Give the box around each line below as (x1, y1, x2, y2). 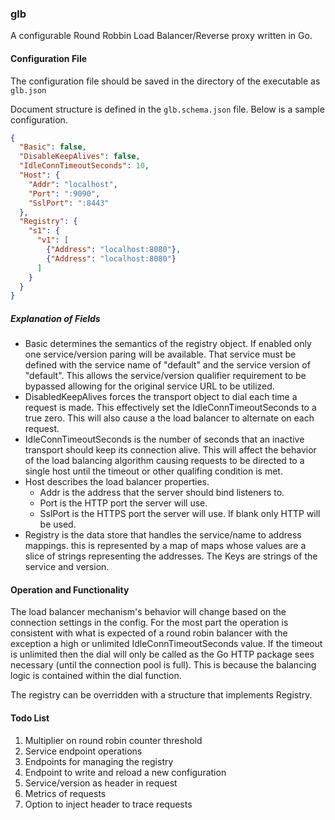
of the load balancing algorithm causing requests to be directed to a (24, 455, 305, 467)
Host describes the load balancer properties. (24, 476, 210, 488)
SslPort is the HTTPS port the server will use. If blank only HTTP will (39, 508, 321, 520)
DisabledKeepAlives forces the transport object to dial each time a (24, 391, 298, 403)
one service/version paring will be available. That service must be (24, 348, 297, 361)
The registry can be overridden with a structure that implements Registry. (10, 689, 313, 701)
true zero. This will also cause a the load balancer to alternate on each (24, 412, 315, 424)
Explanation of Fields (10, 312, 101, 324)
